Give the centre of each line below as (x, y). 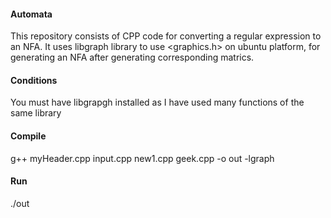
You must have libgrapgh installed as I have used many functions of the (157, 102)
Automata (31, 14)
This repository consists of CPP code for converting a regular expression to (166, 36)
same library (36, 113)
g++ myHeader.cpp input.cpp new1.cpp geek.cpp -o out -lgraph (142, 158)
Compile (28, 136)
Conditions (34, 80)
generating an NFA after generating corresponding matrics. (132, 57)
